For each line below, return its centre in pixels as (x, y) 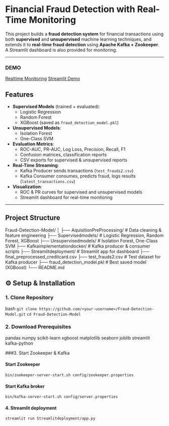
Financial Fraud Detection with (70, 9)
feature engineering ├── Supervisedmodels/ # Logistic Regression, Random (84, 235)
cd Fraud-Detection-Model (54, 314)
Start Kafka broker (25, 386)
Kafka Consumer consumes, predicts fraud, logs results (78, 176)
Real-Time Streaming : (36, 165)
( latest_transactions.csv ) (48, 182)
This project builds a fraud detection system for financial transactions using (84, 34)
